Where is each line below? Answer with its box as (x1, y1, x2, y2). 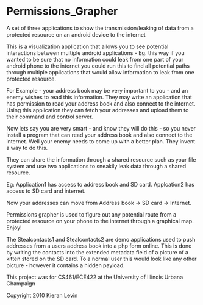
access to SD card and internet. (6, 187, 86, 195)
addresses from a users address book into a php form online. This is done (6, 242, 192, 249)
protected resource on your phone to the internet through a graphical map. (6, 217, 194, 224)
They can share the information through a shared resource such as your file (6, 156, 196, 163)
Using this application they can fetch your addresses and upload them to (6, 106, 189, 113)
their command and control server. (6, 113, 93, 120)
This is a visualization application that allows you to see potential (6, 43, 169, 50)
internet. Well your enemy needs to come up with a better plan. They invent (6, 137, 196, 145)
